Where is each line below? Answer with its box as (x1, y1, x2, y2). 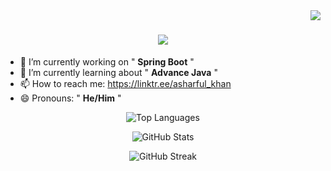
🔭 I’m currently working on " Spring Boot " (19, 55, 195, 68)
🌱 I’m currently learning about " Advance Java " (19, 66, 218, 78)
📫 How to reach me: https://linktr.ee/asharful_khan (19, 77, 232, 89)
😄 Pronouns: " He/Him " (19, 92, 122, 104)
